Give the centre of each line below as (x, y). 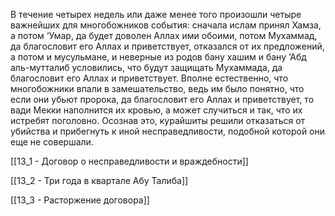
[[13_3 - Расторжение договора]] (80, 200)
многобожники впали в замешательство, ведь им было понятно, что (157, 88)
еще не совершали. (52, 142)
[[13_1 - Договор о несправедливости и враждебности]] (129, 161)
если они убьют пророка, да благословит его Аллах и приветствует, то (162, 99)
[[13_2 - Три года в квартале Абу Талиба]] (99, 180)
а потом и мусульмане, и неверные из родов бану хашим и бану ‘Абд (158, 57)
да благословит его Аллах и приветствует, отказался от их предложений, (167, 46)
